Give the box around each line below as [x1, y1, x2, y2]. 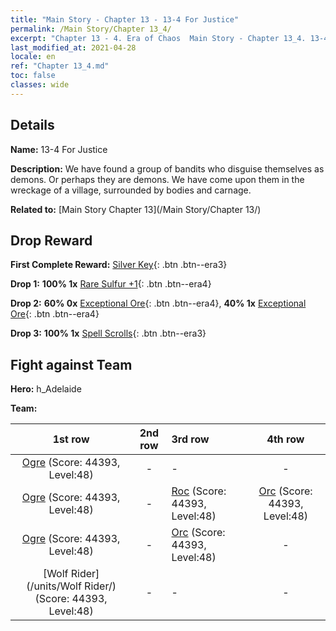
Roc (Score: [171, 484, 227, 498]
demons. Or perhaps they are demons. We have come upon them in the [10, 173, 305, 185]
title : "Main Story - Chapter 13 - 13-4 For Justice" [10, 14, 240, 25]
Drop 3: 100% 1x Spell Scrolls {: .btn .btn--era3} [10, 327, 207, 340]
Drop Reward [10, 232, 93, 249]
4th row [266, 432, 305, 446]
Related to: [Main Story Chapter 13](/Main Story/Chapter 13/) [10, 203, 262, 215]
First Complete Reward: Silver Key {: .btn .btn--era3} [10, 259, 228, 271]
